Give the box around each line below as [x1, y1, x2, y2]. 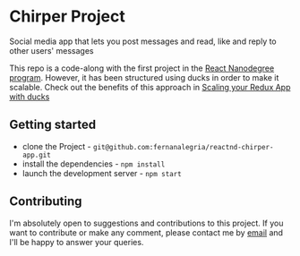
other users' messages [9, 45, 94, 55]
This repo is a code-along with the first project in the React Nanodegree [9, 63, 275, 73]
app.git [21, 150, 51, 159]
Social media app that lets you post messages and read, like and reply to [9, 36, 278, 47]
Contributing [9, 194, 82, 209]
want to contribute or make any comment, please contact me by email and [9, 226, 284, 238]
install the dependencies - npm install [21, 158, 166, 169]
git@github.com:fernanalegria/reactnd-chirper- [92, 142, 274, 151]
